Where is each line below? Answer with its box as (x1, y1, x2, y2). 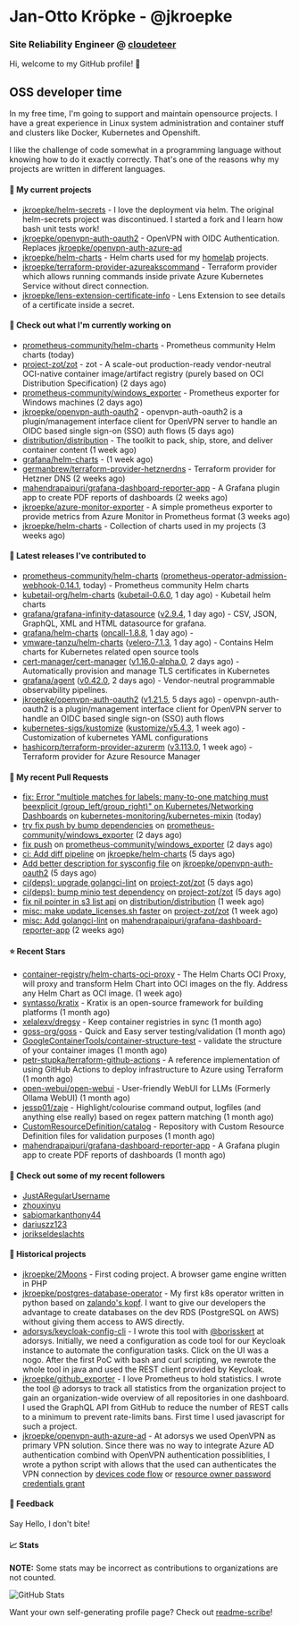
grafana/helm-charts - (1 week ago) (21, 454, 154, 465)
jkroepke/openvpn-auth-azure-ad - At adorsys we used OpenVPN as (21, 1430, 277, 1441)
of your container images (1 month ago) (21, 1045, 168, 1056)
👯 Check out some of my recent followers (9, 1170, 165, 1181)
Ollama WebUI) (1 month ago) (21, 1092, 131, 1103)
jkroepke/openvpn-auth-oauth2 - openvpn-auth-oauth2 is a (21, 406, 244, 417)
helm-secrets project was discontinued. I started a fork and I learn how (21, 213, 284, 225)
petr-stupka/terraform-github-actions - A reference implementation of (21, 1055, 281, 1065)
